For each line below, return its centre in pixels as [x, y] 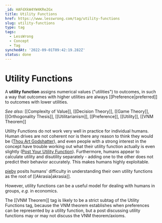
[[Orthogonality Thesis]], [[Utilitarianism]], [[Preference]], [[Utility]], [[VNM [79, 117]
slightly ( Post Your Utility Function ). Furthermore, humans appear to [72, 152]
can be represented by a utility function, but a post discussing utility [73, 210]
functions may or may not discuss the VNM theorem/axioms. [65, 216]
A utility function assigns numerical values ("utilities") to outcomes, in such [81, 92]
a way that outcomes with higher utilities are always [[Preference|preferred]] [81, 97]
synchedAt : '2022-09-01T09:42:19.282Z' [45, 50]
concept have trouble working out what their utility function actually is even [80, 147]
